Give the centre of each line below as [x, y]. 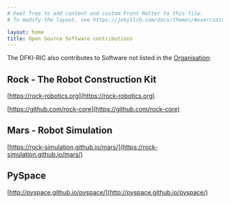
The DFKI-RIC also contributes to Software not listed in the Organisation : [110, 58]
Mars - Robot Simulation [60, 131]
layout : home [26, 32]
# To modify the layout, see [49, 20]
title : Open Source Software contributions [70, 38]
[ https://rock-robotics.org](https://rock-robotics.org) [81, 96]
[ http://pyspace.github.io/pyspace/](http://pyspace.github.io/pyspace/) [108, 192]
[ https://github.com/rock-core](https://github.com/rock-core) [93, 109]
